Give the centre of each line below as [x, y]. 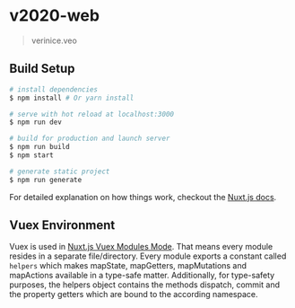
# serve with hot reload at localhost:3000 [92, 114]
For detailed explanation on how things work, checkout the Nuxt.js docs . [143, 197]
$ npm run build [39, 147]
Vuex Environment [62, 225]
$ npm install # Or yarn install [72, 98]
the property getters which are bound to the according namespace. [134, 295]
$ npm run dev [36, 122]
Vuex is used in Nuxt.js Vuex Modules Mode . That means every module [141, 247]
